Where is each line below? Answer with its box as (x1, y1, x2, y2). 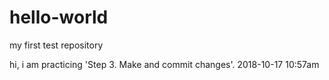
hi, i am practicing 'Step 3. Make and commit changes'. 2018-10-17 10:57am (9, 58, 320, 70)
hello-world (9, 6, 109, 29)
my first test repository (9, 39, 104, 51)
